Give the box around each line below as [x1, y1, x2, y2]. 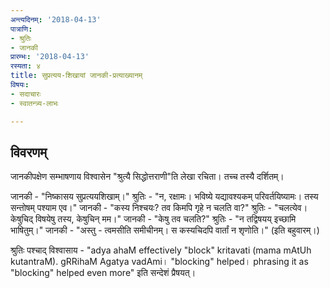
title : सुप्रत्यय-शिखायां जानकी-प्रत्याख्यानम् [10, 71, 143, 81]
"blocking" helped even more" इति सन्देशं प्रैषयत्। [10, 267, 197, 279]
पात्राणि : [10, 24, 33, 34]
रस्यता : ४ [10, 61, 42, 71]
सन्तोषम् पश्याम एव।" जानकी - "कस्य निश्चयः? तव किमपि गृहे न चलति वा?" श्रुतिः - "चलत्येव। [10, 202, 308, 214]
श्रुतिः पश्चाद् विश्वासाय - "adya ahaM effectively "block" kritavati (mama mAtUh [10, 244, 312, 256]
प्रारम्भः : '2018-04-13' [10, 52, 90, 62]
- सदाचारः [10, 89, 42, 99]
